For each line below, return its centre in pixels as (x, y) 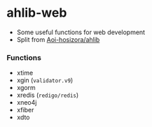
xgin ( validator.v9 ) (45, 80)
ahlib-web (37, 13)
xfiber (25, 110)
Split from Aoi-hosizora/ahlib (58, 39)
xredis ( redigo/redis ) (48, 95)
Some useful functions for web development (81, 32)
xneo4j (27, 103)
